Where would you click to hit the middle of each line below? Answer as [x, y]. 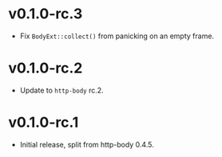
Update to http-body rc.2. [61, 90]
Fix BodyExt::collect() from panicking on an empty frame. [117, 36]
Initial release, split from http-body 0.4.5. [87, 144]
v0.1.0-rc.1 [44, 122]
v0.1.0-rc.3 [46, 14]
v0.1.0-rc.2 [46, 68]
